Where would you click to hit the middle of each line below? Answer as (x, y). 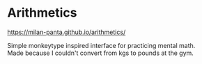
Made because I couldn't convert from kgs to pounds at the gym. (100, 53)
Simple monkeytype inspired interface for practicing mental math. (101, 45)
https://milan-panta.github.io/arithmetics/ (67, 32)
